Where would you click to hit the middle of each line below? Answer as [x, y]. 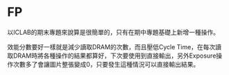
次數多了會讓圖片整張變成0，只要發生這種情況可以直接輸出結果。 [106, 64]
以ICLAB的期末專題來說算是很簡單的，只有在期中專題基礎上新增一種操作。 [113, 32]
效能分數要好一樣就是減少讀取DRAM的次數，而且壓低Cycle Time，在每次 [111, 47]
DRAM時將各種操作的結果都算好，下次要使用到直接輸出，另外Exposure [114, 56]
